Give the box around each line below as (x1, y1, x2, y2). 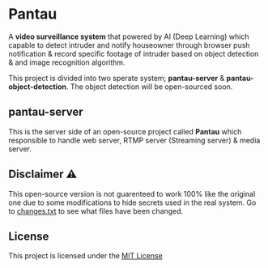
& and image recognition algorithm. (8, 57, 125, 67)
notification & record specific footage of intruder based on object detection (8, 49, 259, 58)
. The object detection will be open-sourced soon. (66, 82, 233, 91)
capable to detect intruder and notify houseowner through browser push (8, 40, 250, 49)
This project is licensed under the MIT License (8, 251, 164, 261)
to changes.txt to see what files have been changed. (8, 206, 184, 215)
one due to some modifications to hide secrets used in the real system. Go (8, 198, 257, 207)
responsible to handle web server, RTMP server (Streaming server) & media (8, 135, 261, 145)
